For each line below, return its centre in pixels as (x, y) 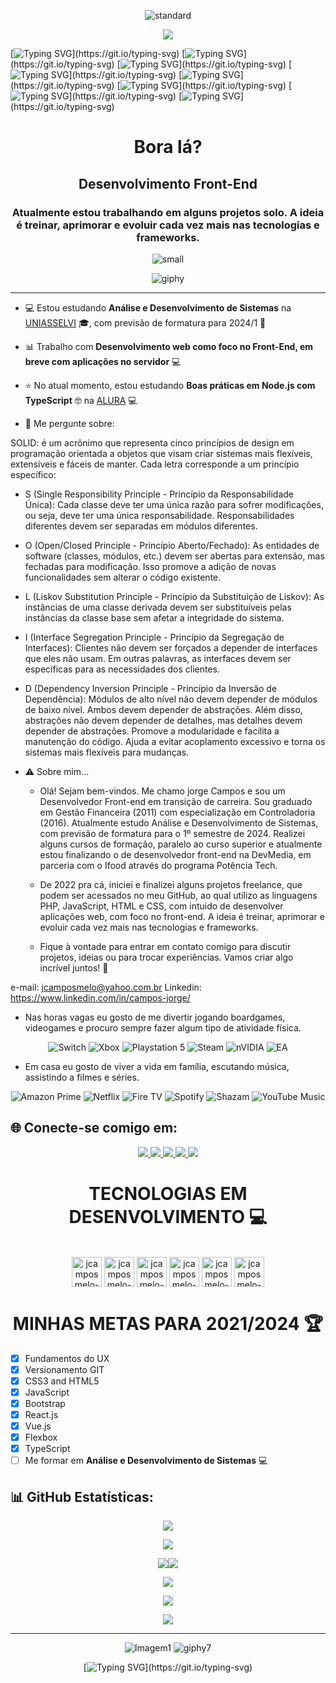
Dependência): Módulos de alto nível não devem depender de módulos (171, 699)
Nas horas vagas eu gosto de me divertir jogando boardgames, (155, 1017)
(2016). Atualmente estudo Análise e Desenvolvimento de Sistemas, (179, 822)
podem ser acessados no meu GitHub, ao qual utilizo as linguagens (178, 895)
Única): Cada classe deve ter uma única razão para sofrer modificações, (174, 504)
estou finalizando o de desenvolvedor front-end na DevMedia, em (175, 854)
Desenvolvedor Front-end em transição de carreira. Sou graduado (176, 801)
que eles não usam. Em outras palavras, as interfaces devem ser (158, 658)
